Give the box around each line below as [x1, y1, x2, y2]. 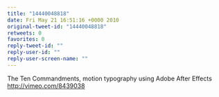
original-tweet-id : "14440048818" [7, 23, 107, 30]
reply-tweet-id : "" [7, 42, 64, 49]
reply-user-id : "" [7, 49, 60, 56]
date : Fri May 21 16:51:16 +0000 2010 [7, 17, 119, 24]
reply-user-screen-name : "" [7, 55, 89, 62]
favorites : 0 [7, 36, 45, 43]
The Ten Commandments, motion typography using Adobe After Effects [7, 74, 213, 82]
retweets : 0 [7, 29, 42, 37]
